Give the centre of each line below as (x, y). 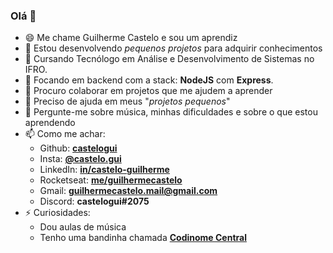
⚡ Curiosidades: (57, 213)
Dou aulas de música (83, 227)
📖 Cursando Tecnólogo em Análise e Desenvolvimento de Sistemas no (169, 59)
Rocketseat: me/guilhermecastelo (111, 180)
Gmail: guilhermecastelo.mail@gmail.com (128, 191)
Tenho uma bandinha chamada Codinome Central (143, 238)
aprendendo (50, 123)
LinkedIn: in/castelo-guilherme (104, 170)
